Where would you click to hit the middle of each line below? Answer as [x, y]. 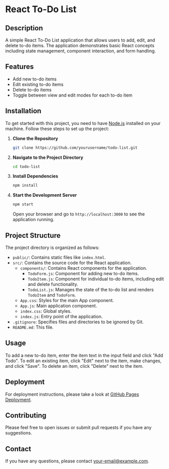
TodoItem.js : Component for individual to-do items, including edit [96, 279]
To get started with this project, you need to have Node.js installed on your [83, 123]
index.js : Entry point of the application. [61, 316]
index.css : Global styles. [46, 311]
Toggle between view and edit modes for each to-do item [72, 95]
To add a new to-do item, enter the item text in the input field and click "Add [84, 355]
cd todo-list [26, 166]
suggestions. [19, 433]
